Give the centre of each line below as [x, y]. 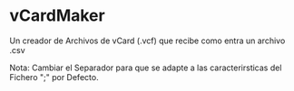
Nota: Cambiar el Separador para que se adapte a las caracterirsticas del [146, 68]
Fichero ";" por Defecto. [54, 77]
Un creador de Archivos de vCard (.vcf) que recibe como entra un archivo [147, 41]
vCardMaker [58, 16]
